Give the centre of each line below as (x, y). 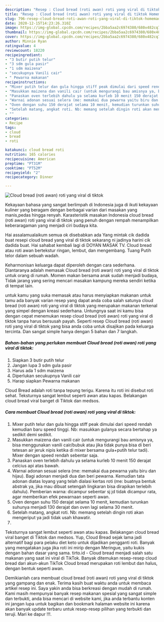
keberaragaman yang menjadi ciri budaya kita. (52, 225)
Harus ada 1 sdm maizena (38, 371)
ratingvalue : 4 (20, 46)
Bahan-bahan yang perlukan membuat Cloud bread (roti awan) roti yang (81, 342)
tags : (10, 127)
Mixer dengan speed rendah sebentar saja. (55, 455)
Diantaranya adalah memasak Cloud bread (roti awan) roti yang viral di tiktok (82, 270)
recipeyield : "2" (23, 173)
